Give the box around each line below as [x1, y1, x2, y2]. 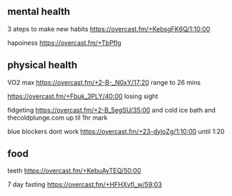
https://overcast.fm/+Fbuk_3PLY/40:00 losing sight [7, 92, 158, 100]
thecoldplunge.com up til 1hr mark [7, 113, 108, 122]
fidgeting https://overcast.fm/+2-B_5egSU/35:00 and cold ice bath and [7, 105, 216, 114]
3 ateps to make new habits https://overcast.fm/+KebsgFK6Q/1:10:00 [7, 24, 211, 33]
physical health [7, 59, 78, 71]
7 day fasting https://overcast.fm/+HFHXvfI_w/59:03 [7, 180, 163, 189]
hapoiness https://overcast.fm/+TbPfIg [7, 38, 121, 47]
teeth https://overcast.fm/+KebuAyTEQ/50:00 [7, 167, 141, 175]
